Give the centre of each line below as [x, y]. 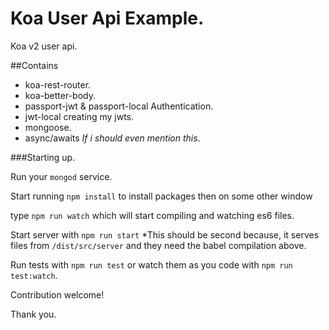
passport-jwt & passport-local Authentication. [119, 106]
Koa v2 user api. [44, 46]
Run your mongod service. [61, 176]
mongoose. [48, 127]
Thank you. [33, 314]
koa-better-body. [60, 95]
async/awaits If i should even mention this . [112, 138]
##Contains [34, 65]
